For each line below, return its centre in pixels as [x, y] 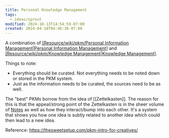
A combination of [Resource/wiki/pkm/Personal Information [67, 43]
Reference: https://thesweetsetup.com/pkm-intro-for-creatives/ [72, 130]
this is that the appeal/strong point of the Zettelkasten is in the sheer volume [85, 104]
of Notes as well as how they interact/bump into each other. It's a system [81, 110]
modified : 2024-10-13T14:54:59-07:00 [45, 24]
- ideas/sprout [26, 19]
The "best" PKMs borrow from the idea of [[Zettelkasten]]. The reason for [82, 99]
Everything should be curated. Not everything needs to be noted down [86, 73]
